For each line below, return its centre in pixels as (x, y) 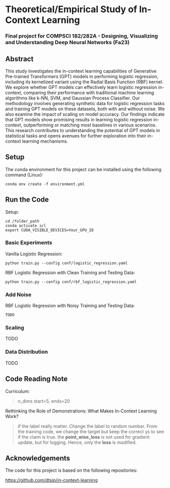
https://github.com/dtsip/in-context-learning (51, 480)
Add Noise (18, 295)
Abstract (19, 59)
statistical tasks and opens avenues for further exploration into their (76, 136)
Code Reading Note (36, 379)
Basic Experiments (29, 243)
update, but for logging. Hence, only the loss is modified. (77, 442)
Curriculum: (18, 391)
